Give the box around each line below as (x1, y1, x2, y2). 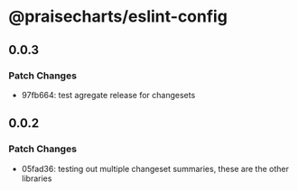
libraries (21, 173, 52, 184)
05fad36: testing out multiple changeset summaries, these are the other (21, 163, 290, 174)
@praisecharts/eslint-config (8, 6, 228, 27)
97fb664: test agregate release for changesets (21, 89, 196, 100)
